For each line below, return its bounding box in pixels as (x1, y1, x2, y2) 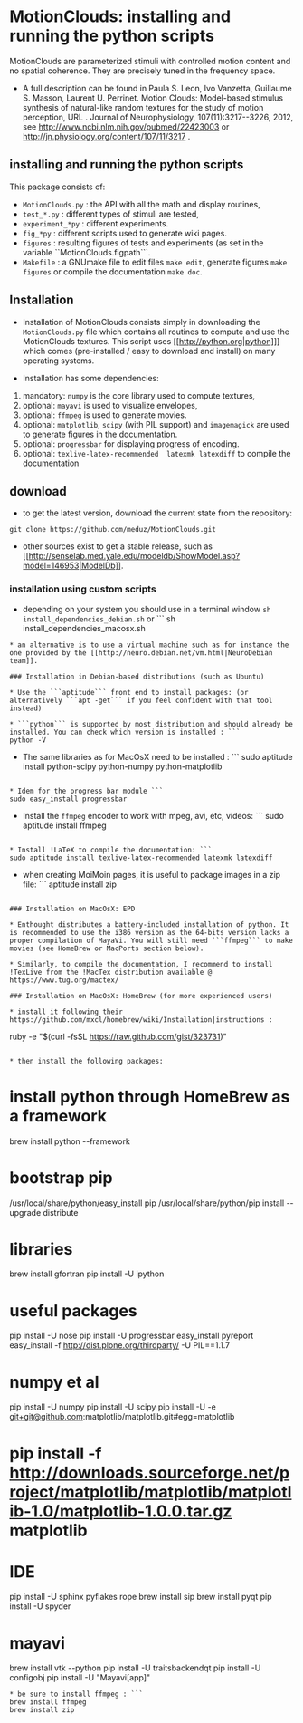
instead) (9, 704, 43, 713)
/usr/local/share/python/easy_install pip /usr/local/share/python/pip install (9, 1198, 285, 1208)
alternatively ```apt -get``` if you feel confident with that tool (9, 696, 273, 705)
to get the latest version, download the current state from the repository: (22, 507, 292, 518)
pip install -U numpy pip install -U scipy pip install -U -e (9, 1401, 217, 1412)
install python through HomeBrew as (9, 1086, 290, 1107)
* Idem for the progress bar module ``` (9, 786, 165, 795)
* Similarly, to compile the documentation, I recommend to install (9, 959, 273, 968)
